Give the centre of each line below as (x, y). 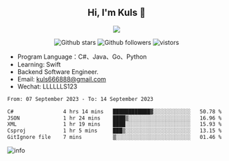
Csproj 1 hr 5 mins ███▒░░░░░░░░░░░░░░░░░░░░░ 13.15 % (114, 131)
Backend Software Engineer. (58, 72)
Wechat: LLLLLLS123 (47, 86)
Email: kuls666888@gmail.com (61, 79)
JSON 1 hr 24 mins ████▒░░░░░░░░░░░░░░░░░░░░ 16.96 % (114, 118)
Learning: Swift (39, 64)
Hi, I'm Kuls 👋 (117, 13)
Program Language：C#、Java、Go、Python (82, 57)
